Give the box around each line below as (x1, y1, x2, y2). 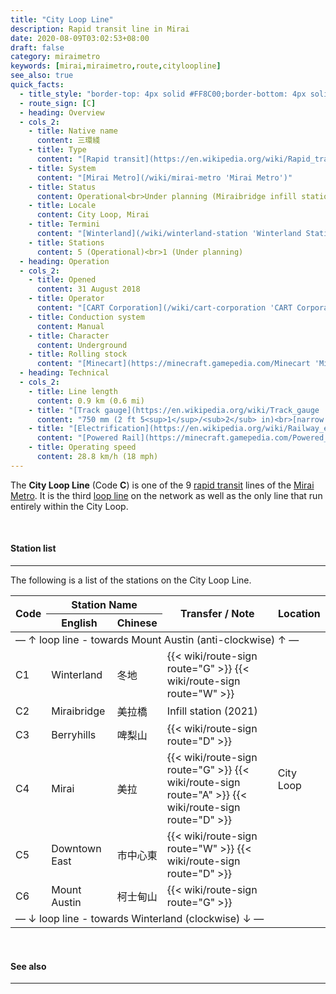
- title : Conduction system (28, 312, 145, 322)
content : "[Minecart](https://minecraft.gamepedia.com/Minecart (36, 359, 311, 369)
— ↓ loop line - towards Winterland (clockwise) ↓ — (15, 911, 265, 925)
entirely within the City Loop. (10, 500, 129, 512)
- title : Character (28, 331, 110, 341)
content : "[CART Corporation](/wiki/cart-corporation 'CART (36, 303, 293, 313)
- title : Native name (28, 126, 118, 136)
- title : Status (28, 182, 97, 192)
